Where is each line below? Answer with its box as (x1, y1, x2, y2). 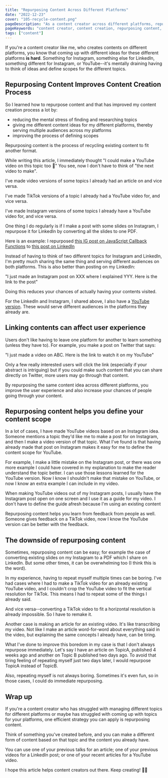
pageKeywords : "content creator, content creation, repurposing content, (5, 26, 162, 31)
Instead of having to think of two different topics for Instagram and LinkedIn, (5, 253, 162, 259)
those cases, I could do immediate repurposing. (5, 678, 103, 684)
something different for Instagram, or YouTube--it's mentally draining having (5, 61, 162, 66)
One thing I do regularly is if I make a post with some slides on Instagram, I (5, 223, 159, 229)
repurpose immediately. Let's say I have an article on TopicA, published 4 (5, 647, 156, 653)
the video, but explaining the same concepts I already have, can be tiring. (5, 632, 156, 638)
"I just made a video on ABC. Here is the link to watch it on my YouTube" (5, 352, 154, 358)
